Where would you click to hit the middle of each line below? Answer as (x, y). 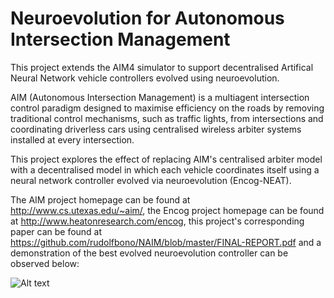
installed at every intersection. (72, 139)
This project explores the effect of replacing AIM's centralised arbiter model (166, 159)
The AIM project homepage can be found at (100, 199)
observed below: (45, 263)
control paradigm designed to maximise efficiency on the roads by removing (167, 108)
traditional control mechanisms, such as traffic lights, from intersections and (167, 118)
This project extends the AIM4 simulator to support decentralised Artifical (162, 67)
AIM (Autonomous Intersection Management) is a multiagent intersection (160, 97)
